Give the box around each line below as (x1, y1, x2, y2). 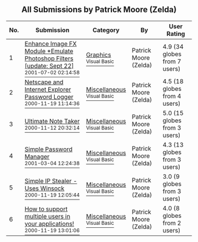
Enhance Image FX (24, 40, 77, 48)
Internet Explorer (24, 85, 71, 93)
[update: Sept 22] (24, 61, 74, 70)
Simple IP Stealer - (24, 176, 78, 185)
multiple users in (24, 212, 71, 220)
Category (92, 26, 120, 34)
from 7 (162, 57, 181, 66)
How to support (24, 205, 68, 213)
